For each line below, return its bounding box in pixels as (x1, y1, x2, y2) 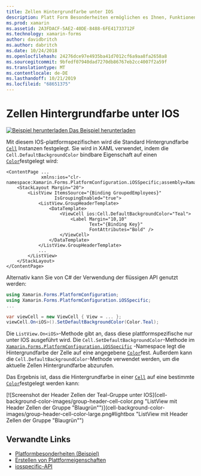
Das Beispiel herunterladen (69, 126, 136, 134)
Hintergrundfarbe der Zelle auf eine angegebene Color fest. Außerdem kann (6, 349, 193, 356)
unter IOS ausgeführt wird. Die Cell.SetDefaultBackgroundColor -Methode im (6, 336, 195, 344)
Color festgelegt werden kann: (6, 380, 80, 387)
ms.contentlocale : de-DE (6, 70, 68, 76)
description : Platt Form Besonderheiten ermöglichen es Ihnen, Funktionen (6, 14, 197, 20)
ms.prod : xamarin (6, 20, 50, 26)
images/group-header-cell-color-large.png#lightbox (6, 411, 135, 418)
